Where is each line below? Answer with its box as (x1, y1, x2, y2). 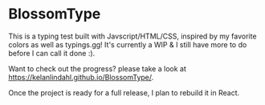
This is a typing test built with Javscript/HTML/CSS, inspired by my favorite (8, 31, 257, 41)
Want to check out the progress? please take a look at (8, 63, 187, 73)
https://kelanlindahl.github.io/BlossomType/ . (8, 72, 154, 82)
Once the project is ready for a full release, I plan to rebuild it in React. (8, 87, 240, 97)
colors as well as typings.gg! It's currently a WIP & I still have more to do (8, 39, 247, 49)
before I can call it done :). (8, 48, 96, 58)
